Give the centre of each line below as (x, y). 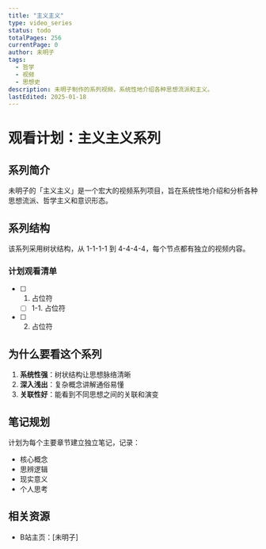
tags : (17, 60)
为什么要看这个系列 (55, 354)
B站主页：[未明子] (49, 537)
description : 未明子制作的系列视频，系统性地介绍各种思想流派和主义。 (111, 89)
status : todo (30, 30)
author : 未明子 (31, 52)
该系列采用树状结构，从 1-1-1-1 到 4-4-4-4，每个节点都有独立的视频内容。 (129, 249)
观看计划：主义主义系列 (85, 138)
